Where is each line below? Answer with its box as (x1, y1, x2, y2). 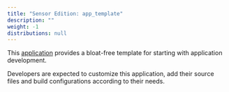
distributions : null (7, 29, 68, 37)
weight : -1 (7, 23, 39, 30)
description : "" (7, 17, 54, 24)
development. (7, 56, 47, 65)
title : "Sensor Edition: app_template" (7, 10, 124, 17)
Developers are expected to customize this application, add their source (7, 70, 214, 78)
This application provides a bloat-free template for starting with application (7, 49, 223, 57)
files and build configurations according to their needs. (7, 77, 165, 86)
